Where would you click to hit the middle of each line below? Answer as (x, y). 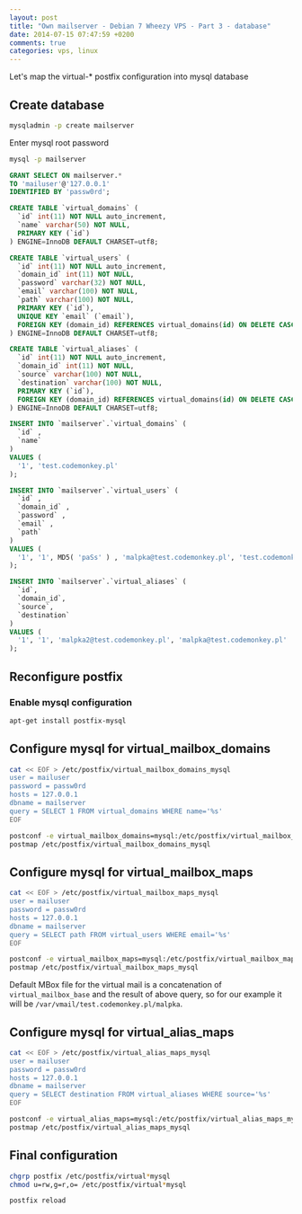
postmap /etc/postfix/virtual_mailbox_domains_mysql (110, 844)
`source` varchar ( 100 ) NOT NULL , (80, 375)
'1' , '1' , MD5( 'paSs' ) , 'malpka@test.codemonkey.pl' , (126, 557)
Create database (57, 105)
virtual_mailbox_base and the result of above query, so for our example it (146, 995)
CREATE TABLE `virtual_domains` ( (74, 208)
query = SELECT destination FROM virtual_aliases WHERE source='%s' (140, 1094)
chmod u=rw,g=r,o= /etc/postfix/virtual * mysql (98, 1184)
